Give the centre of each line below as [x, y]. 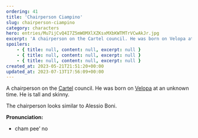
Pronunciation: [25, 117]
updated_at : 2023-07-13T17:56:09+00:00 [55, 72]
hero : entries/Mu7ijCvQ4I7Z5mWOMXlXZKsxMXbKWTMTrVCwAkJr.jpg [83, 33]
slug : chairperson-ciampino [41, 22]
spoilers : [18, 45]
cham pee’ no [31, 129]
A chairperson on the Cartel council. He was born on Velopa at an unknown [98, 88]
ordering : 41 [22, 11]
